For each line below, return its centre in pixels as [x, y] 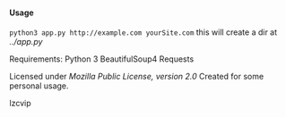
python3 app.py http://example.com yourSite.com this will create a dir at [143, 32]
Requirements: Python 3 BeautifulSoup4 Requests [102, 59]
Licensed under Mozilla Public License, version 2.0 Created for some [137, 77]
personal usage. [39, 86]
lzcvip [20, 104]
